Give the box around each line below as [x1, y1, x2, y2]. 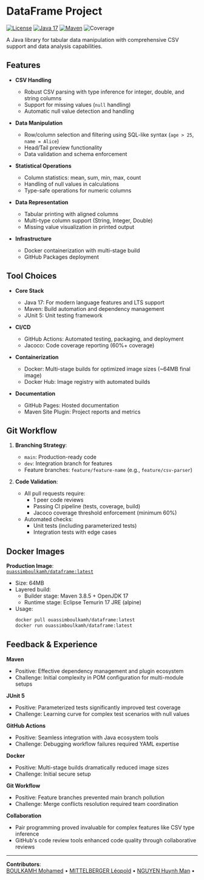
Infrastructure [15, 235, 52, 242]
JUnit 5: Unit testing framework [24, 312, 103, 319]
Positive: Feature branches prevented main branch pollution [15, 794, 165, 801]
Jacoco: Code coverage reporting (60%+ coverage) [24, 341, 155, 349]
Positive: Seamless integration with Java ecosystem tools [15, 734, 159, 741]
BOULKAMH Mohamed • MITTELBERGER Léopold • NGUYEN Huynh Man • [6, 867, 195, 874]
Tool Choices [6, 271, 57, 281]
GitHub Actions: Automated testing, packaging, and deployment [24, 335, 184, 343]
